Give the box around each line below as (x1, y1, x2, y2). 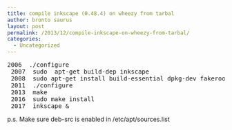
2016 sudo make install (10, 96, 95, 103)
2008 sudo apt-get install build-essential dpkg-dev (10, 75, 197, 83)
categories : (7, 36, 41, 43)
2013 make (10, 89, 48, 96)
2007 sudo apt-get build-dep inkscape (10, 68, 150, 76)
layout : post (7, 23, 45, 30)
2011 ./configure (10, 82, 73, 89)
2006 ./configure (7, 61, 70, 69)
